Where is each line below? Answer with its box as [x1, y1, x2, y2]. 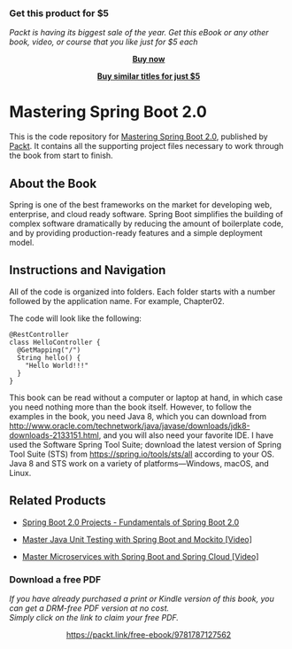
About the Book [9, 176, 97, 191]
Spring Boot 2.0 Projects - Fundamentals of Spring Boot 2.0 [21, 517, 240, 528]
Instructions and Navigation [9, 262, 166, 278]
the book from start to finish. [9, 150, 113, 161]
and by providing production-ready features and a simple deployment [9, 228, 263, 238]
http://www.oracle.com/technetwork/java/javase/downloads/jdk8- [9, 420, 250, 431]
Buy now [132, 54, 165, 65]
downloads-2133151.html [9, 429, 99, 441]
